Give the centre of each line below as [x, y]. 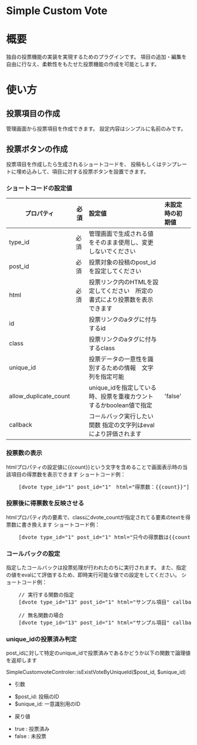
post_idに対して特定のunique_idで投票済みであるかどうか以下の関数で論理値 [98, 653]
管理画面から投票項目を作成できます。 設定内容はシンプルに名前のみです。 [96, 129]
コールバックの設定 [33, 554]
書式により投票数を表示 [121, 300]
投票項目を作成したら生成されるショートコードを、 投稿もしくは [84, 164]
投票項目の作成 [33, 114]
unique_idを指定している [123, 388]
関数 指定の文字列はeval [122, 425]
